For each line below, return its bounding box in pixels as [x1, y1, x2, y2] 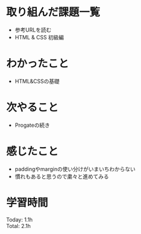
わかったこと [6, 57, 70, 70]
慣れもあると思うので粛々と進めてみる [14, 173, 109, 180]
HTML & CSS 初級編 [14, 33, 64, 40]
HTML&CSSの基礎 [14, 77, 60, 85]
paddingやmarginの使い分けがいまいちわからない [14, 165, 136, 173]
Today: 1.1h [6, 216, 33, 223]
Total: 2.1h [6, 222, 31, 229]
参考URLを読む [14, 26, 52, 33]
